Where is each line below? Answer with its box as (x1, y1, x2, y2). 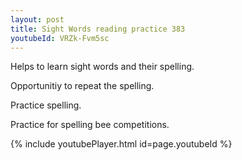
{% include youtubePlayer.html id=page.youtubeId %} (10, 138, 233, 150)
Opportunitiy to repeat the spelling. (10, 80, 155, 92)
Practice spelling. (10, 99, 82, 111)
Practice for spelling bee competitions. (10, 119, 170, 131)
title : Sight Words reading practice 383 (10, 24, 186, 34)
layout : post (10, 14, 65, 25)
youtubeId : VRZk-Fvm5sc (10, 33, 110, 43)
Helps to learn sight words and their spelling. (10, 61, 195, 73)
